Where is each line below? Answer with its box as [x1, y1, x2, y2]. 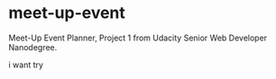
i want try [8, 59, 44, 70]
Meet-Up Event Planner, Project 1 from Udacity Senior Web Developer [8, 32, 268, 43]
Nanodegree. [8, 41, 58, 52]
